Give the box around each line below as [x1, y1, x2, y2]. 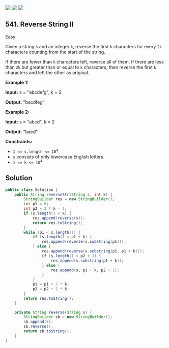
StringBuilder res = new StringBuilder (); [23, 197, 115, 202]
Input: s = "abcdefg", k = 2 [5, 89, 62, 95]
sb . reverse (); [23, 324, 53, 329]
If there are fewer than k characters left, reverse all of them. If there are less [5, 58, 164, 65]
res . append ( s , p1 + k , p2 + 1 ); [50, 267, 120, 273]
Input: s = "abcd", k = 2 [5, 118, 55, 124]
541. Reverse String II [5, 20, 74, 29]
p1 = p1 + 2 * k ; [32, 282, 70, 287]
